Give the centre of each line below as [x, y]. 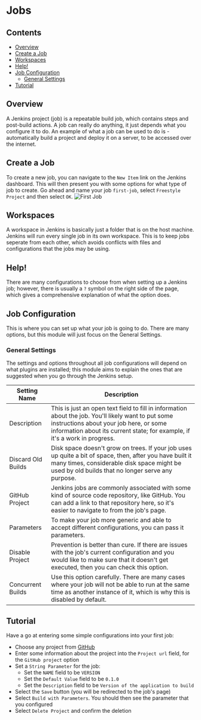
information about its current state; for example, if [120, 431]
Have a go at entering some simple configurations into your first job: [90, 635]
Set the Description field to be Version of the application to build [109, 685]
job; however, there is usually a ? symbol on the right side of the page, [93, 289]
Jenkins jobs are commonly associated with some [121, 488]
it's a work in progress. [83, 439]
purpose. [63, 478]
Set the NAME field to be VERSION [62, 673]
